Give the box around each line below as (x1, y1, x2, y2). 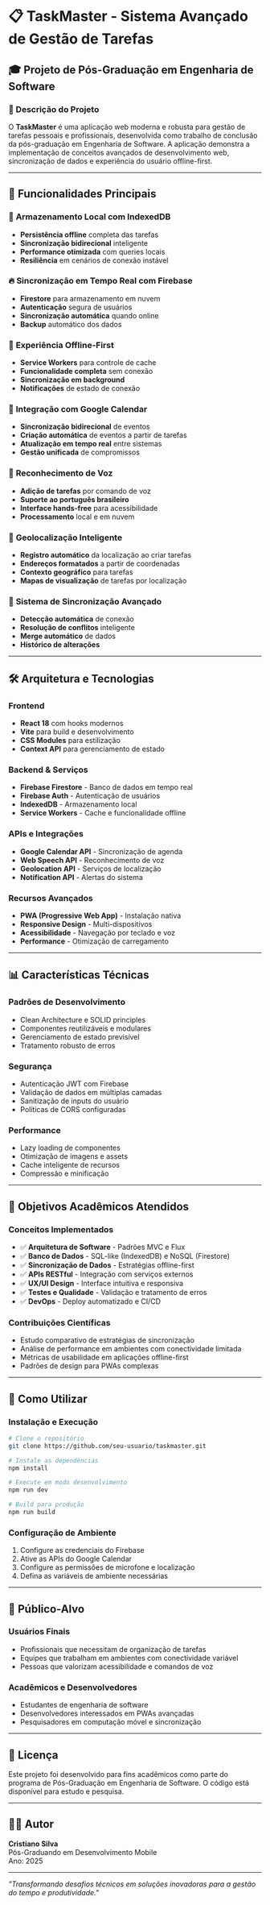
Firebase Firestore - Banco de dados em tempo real (19, 782, 193, 792)
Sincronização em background (19, 375, 125, 384)
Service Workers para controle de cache (19, 358, 157, 367)
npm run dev (8, 1486, 48, 1494)
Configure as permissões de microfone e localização (19, 1563, 195, 1572)
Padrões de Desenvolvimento (8, 997, 126, 1008)
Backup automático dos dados (19, 319, 122, 329)
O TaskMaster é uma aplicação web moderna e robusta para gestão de (8, 122, 246, 131)
